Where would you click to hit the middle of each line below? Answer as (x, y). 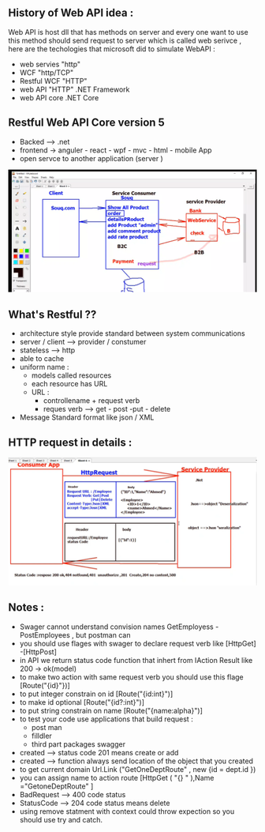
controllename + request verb (91, 401)
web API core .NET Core (59, 97)
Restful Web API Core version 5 (87, 123)
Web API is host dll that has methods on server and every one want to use (128, 32)
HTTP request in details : (70, 442)
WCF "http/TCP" (46, 72)
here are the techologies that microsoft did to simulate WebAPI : (112, 49)
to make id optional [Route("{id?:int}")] (82, 702)
